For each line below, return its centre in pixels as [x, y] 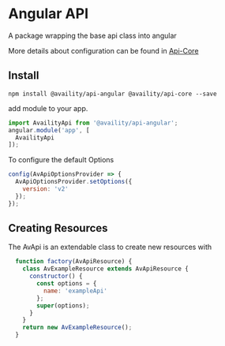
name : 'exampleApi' [75, 291]
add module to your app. [48, 108]
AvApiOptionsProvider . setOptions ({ [74, 182]
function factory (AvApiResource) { [74, 262]
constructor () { [56, 277]
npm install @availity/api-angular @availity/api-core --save [112, 94]
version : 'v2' [45, 189]
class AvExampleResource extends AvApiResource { [106, 269]
